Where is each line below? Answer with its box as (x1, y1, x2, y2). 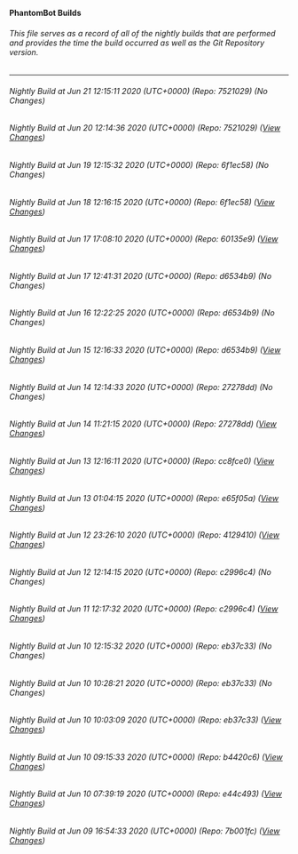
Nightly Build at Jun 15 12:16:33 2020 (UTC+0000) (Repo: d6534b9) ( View (9, 345, 281, 355)
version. (9, 46, 39, 57)
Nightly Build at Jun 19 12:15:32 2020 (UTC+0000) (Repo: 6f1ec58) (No (9, 160, 269, 171)
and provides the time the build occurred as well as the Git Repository (9, 37, 265, 48)
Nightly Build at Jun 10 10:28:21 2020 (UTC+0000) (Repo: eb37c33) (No (9, 677, 272, 688)
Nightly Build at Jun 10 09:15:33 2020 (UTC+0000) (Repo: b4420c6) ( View (9, 751, 284, 762)
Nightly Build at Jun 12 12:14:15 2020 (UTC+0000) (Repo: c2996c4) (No (9, 566, 272, 577)
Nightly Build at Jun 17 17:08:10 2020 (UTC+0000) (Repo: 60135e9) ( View (9, 234, 278, 244)
